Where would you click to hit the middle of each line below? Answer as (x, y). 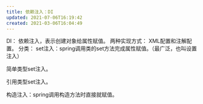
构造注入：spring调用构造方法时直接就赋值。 (62, 95)
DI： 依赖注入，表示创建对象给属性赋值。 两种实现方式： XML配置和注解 (96, 41)
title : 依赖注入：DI (30, 12)
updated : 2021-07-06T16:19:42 (45, 18)
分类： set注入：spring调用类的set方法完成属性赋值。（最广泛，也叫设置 (107, 48)
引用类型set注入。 (29, 82)
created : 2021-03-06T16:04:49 (45, 23)
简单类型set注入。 (29, 69)
